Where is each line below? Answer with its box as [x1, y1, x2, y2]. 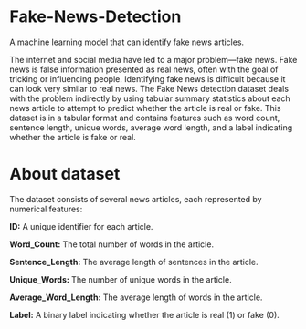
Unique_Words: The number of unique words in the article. [9, 273, 232, 284]
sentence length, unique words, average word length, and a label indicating [9, 121, 293, 133]
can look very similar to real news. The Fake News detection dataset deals [9, 83, 290, 94]
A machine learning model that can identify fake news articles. [9, 36, 245, 47]
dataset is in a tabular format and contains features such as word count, [9, 112, 280, 123]
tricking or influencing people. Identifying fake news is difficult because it [9, 73, 286, 84]
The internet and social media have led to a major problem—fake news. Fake [9, 54, 298, 65]
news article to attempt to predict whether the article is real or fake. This [9, 102, 281, 113]
